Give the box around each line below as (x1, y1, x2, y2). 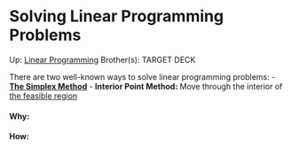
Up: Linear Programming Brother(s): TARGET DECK (9, 54, 196, 65)
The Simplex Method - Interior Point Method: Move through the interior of (9, 81, 283, 91)
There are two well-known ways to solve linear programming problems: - (9, 71, 276, 82)
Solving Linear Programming (9, 6, 224, 27)
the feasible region (9, 90, 78, 101)
